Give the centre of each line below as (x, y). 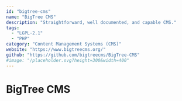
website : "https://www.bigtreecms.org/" (56, 50)
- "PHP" (21, 39)
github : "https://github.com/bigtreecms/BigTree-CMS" (73, 55)
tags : (13, 28)
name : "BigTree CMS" (31, 17)
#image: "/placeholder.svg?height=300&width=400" (68, 60)
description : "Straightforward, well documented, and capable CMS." (91, 22)
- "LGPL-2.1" (27, 33)
